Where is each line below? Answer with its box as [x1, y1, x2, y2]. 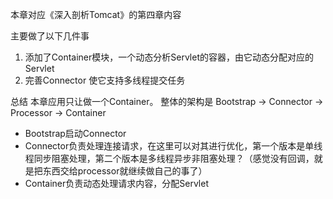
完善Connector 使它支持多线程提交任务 [24, 74, 186, 86]
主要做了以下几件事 [10, 30, 90, 42]
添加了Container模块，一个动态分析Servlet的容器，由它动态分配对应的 [24, 51, 314, 63]
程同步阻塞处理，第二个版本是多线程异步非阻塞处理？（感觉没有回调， [24, 153, 315, 164]
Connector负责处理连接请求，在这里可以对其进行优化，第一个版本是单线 [24, 140, 323, 152]
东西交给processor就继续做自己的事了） [42, 165, 208, 177]
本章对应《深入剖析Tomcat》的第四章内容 [10, 9, 182, 20]
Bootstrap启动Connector [24, 128, 127, 139]
